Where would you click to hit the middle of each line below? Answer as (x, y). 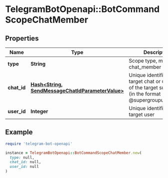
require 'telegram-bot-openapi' (39, 143)
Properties (22, 38)
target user (142, 114)
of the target (143, 87)
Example (19, 132)
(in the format (145, 94)
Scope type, (143, 61)
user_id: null (24, 167)
